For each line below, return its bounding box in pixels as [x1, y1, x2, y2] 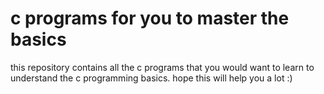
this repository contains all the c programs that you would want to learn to [10, 61, 315, 73]
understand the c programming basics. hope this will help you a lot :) [10, 72, 293, 84]
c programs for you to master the [10, 7, 290, 30]
